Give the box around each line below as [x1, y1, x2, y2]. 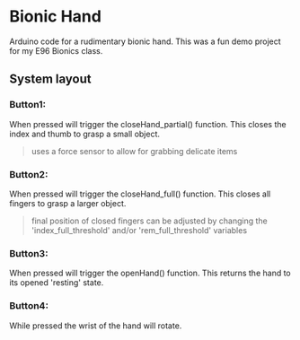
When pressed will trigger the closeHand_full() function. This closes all [9, 188, 271, 199]
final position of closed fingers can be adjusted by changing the [31, 215, 268, 226]
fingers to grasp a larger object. [9, 197, 127, 208]
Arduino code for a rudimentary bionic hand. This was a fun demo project [9, 36, 281, 47]
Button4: [9, 300, 49, 312]
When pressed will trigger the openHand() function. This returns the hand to [9, 267, 292, 279]
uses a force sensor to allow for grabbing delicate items [31, 145, 238, 156]
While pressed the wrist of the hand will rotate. [9, 320, 182, 331]
